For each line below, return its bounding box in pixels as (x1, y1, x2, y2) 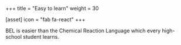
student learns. (22, 33, 60, 40)
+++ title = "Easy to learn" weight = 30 (5, 5, 99, 12)
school (5, 33, 22, 40)
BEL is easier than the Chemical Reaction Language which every (5, 27, 161, 34)
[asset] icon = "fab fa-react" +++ (5, 16, 86, 22)
